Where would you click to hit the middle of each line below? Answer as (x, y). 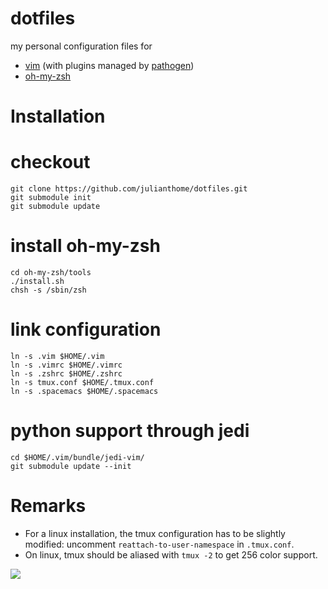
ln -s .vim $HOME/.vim (57, 356)
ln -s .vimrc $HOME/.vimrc (66, 365)
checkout (50, 162)
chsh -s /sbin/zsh (48, 290)
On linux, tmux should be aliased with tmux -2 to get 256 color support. (171, 554)
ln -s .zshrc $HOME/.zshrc (66, 373)
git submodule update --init (71, 466)
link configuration (86, 329)
